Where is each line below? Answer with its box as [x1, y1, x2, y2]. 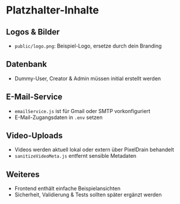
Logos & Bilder [6, 27, 60, 37]
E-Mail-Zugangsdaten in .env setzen [14, 114, 103, 121]
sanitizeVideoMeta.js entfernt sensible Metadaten [14, 152, 137, 159]
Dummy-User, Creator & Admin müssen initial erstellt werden [14, 74, 161, 82]
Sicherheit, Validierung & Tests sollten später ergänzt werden [14, 191, 162, 198]
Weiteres [6, 169, 40, 179]
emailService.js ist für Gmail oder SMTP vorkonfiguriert [14, 107, 151, 114]
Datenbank [6, 59, 47, 69]
